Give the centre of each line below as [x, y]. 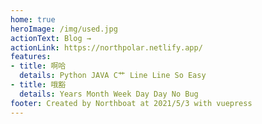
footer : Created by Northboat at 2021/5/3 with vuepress [131, 103]
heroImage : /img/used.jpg [64, 29]
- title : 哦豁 [38, 85]
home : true [33, 19]
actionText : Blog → [51, 38]
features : [31, 57]
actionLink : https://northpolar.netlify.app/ [106, 47]
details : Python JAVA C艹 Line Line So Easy [113, 76]
